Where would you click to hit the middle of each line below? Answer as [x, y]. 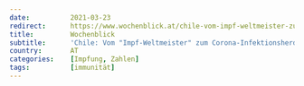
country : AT [44, 51]
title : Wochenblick [62, 34]
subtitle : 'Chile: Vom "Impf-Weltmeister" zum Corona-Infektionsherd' [155, 43]
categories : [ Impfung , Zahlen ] [75, 59]
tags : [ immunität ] [62, 68]
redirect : [28, 26]
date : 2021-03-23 [60, 17]
